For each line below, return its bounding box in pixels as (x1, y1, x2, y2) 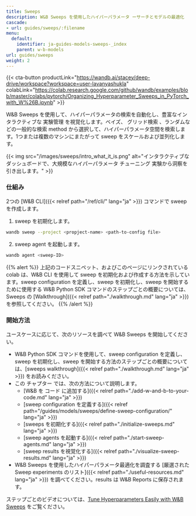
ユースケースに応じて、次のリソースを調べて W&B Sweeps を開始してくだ (6, 331, 183, 338)
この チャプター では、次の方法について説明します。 (14, 379, 140, 387)
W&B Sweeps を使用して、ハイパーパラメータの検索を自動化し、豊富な (6, 111, 177, 118)
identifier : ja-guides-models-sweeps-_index (16, 42, 127, 47)
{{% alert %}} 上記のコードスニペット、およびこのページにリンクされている (6, 263, 188, 270)
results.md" (23, 454, 51, 461)
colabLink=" (6, 86, 36, 93)
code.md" (23, 393, 48, 400)
